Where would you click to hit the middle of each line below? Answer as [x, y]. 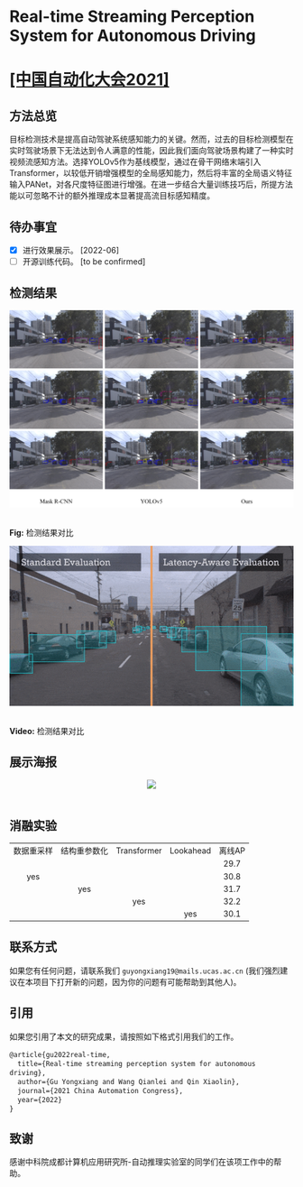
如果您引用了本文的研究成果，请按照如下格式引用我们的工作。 [124, 1036]
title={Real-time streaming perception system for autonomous [137, 1063]
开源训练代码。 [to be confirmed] [84, 262]
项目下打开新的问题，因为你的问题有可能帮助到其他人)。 [137, 981]
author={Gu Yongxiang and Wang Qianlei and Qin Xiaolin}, [129, 1081]
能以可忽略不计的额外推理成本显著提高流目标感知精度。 [112, 196]
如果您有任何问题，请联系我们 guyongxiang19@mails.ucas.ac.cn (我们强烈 [145, 971]
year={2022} [40, 1100]
